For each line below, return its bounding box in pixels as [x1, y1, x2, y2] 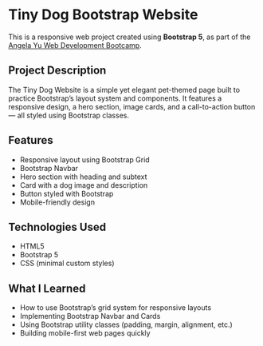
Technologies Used [8, 220, 106, 233]
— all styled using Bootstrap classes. [8, 110, 130, 120]
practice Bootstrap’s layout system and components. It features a [8, 93, 222, 103]
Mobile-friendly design [19, 197, 96, 207]
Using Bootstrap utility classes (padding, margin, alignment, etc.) [19, 320, 233, 329]
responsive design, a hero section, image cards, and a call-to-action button [8, 101, 256, 111]
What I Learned [8, 281, 86, 295]
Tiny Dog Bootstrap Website [8, 6, 198, 24]
